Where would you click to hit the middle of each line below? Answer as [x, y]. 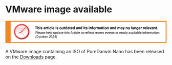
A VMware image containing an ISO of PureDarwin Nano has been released [85, 51]
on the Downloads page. [31, 57]
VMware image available [59, 9]
